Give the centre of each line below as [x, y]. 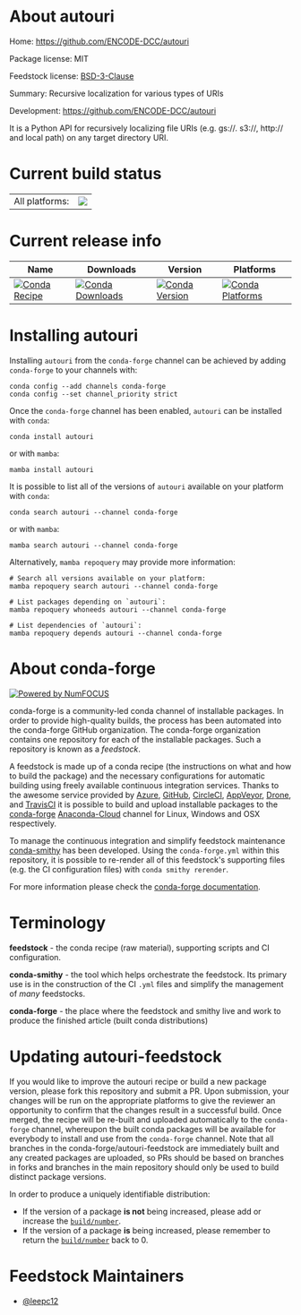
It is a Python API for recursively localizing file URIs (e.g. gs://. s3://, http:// [146, 128]
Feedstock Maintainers [97, 1276]
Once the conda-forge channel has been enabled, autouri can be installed [146, 410]
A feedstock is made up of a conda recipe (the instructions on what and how [150, 766]
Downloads [112, 269]
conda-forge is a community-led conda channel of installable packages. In [146, 710]
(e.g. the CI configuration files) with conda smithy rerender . [119, 869]
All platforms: [42, 201]
